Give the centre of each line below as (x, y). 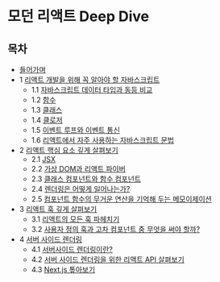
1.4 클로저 (47, 120)
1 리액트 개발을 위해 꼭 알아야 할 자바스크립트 (89, 80)
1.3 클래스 (47, 110)
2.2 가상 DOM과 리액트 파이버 (78, 169)
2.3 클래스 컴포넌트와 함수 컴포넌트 (86, 179)
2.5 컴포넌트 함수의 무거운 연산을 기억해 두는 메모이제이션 (121, 199)
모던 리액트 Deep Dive (79, 17)
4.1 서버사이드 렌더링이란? (72, 249)
